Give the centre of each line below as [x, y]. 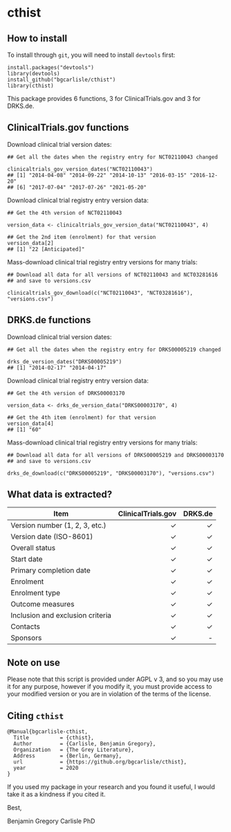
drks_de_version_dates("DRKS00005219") [65, 361]
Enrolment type [36, 593]
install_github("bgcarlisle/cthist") [62, 80]
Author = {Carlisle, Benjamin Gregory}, [85, 744]
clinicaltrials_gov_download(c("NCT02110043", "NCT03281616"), [100, 293]
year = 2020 [46, 768]
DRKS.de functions [49, 320]
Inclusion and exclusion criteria [61, 615]
